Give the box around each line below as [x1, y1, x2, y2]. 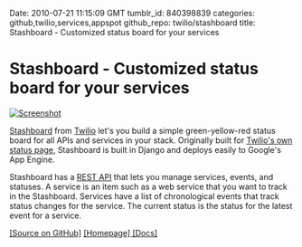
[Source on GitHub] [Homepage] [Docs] [9, 227, 158, 238]
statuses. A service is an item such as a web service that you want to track [9, 181, 288, 192]
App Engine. [9, 154, 55, 165]
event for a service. [9, 210, 82, 221]
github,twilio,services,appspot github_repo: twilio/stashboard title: [9, 17, 256, 28]
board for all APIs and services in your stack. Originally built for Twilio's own [9, 135, 293, 146]
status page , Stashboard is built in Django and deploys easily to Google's [9, 144, 282, 155]
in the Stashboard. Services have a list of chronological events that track [9, 190, 280, 202]
